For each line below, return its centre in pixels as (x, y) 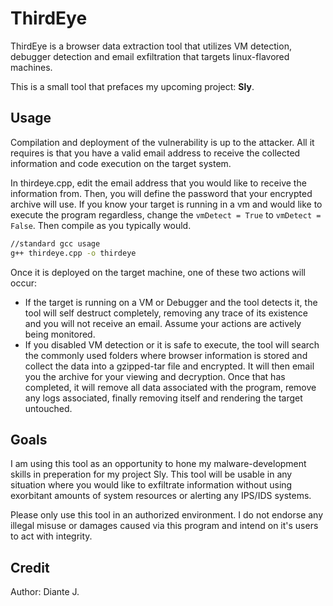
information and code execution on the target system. (121, 163)
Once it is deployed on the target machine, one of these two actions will (158, 272)
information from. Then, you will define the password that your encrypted (161, 193)
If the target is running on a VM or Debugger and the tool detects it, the (171, 302)
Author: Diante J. (45, 592)
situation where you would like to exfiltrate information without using (151, 485)
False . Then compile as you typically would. (101, 225)
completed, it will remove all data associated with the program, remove (170, 387)
